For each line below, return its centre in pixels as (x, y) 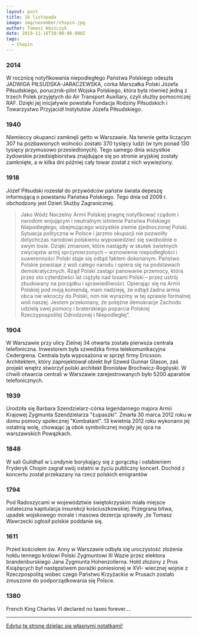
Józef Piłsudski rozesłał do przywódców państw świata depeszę (84, 190)
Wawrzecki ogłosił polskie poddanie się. (55, 521)
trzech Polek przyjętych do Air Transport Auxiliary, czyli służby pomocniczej (98, 97)
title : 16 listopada (32, 17)
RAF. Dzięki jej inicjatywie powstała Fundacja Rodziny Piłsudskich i (87, 103)
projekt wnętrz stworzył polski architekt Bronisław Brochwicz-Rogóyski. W (96, 368)
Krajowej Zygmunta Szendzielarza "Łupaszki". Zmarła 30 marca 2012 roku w (99, 415)
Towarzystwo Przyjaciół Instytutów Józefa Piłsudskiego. (74, 109)
